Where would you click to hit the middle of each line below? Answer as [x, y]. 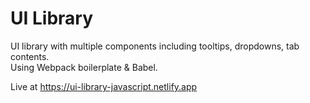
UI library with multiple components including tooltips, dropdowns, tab [155, 46]
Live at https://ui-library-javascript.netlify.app [104, 86]
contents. [30, 56]
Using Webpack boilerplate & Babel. [84, 67]
